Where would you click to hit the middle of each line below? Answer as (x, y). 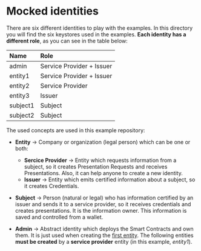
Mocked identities (52, 11)
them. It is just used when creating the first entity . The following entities (104, 235)
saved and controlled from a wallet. (59, 217)
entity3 (19, 95)
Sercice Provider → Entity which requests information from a (100, 160)
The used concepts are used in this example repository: (76, 130)
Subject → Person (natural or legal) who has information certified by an (104, 198)
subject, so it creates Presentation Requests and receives (96, 166)
